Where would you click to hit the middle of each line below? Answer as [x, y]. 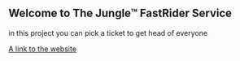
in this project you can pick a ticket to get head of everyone [108, 33]
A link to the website [43, 49]
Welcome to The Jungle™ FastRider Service [120, 13]
